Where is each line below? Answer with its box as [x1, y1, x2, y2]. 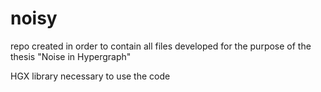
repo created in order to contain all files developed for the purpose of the [10, 40, 312, 52]
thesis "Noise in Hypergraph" [10, 50, 132, 62]
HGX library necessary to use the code [10, 70, 171, 82]
